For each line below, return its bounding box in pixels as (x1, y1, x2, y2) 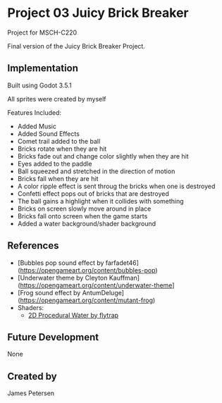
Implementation (7, 62, 79, 75)
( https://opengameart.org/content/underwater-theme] (17, 280, 175, 290)
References (7, 240, 59, 252)
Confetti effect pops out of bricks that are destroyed (17, 189, 169, 198)
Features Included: (7, 108, 62, 117)
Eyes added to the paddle (17, 159, 92, 168)
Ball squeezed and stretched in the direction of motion (17, 167, 175, 175)
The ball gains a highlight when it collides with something (17, 197, 185, 205)
